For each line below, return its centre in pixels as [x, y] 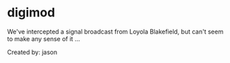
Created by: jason [32, 52]
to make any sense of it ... [44, 38]
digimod [31, 13]
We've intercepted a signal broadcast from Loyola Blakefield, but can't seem [115, 32]
